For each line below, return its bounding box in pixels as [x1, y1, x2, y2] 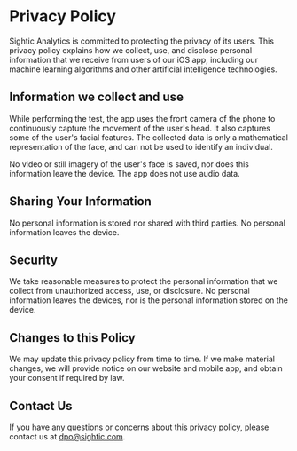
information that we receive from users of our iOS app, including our [9, 54, 259, 65]
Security [9, 252, 58, 267]
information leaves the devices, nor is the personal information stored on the [9, 295, 289, 305]
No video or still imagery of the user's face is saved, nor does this [9, 158, 250, 170]
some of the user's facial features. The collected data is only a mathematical [9, 131, 288, 143]
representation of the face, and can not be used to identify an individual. [9, 141, 273, 152]
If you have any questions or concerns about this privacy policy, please [9, 422, 270, 432]
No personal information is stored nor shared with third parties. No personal [9, 218, 286, 228]
